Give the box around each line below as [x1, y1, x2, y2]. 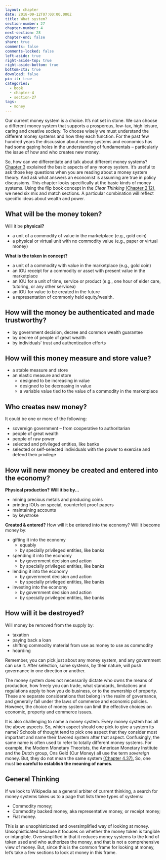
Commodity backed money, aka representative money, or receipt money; [12, 808, 161, 814]
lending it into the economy [12, 568, 68, 575]
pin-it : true [5, 76, 32, 81]
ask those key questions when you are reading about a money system [5, 169, 147, 175]
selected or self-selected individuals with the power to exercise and [12, 446, 150, 452]
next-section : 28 [5, 30, 41, 35]
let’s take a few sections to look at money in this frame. [5, 849, 117, 855]
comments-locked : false [5, 49, 54, 54]
